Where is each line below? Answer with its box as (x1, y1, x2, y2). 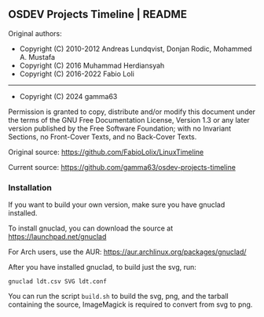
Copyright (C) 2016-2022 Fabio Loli (19, 68, 135, 79)
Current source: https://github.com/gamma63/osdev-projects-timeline (8, 162, 236, 171)
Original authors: (8, 28, 63, 38)
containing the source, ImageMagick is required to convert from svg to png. (8, 300, 253, 309)
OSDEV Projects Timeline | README (8, 8, 187, 21)
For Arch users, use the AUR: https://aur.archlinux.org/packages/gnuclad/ (8, 247, 247, 256)
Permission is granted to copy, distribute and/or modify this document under (8, 107, 256, 116)
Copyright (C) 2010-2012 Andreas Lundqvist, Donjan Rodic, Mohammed (19, 44, 253, 53)
